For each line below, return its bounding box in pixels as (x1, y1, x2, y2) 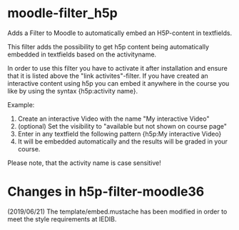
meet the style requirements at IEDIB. (7, 214, 117, 223)
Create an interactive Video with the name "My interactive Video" (17, 114, 210, 123)
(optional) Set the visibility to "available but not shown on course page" (17, 121, 227, 130)
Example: (7, 100, 35, 109)
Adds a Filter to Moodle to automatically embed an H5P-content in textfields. (7, 29, 233, 37)
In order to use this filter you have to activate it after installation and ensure (7, 64, 228, 72)
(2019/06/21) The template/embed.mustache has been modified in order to (7, 207, 228, 216)
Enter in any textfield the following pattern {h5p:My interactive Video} (17, 129, 222, 138)
